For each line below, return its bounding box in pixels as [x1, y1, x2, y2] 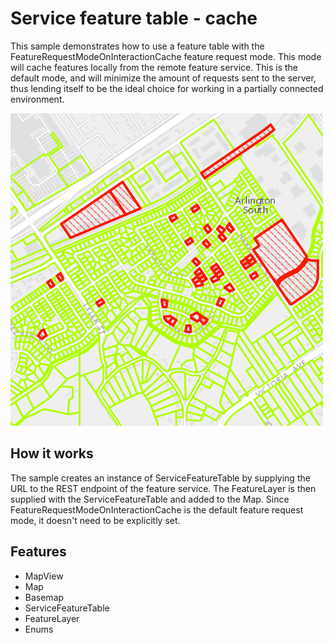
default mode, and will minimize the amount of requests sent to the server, [10, 72, 317, 84]
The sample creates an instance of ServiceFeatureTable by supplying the [10, 472, 311, 484]
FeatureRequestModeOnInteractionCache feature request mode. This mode [10, 50, 322, 62]
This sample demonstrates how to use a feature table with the [10, 40, 265, 52]
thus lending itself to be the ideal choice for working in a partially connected [10, 82, 324, 94]
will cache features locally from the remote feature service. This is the [10, 61, 298, 73]
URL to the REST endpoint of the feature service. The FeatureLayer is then [10, 482, 317, 494]
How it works [10, 445, 94, 462]
